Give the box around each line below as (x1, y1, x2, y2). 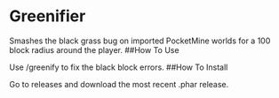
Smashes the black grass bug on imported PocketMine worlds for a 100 (9, 35, 271, 46)
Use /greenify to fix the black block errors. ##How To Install (9, 62, 228, 72)
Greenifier (9, 6, 86, 26)
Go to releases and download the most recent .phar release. (9, 79, 229, 89)
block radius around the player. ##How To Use (9, 44, 179, 55)
